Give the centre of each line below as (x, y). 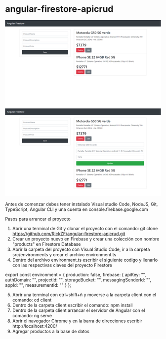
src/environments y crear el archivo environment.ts (64, 254)
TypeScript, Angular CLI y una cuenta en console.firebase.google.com (77, 209)
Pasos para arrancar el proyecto (38, 219)
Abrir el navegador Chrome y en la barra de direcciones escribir (77, 321)
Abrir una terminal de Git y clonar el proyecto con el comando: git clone (85, 228)
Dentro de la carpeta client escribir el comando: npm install (72, 305)
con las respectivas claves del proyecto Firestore (62, 265)
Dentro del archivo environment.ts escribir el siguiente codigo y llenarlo (85, 260)
